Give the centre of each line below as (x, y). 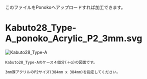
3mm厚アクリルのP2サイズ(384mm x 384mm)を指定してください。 (63, 72)
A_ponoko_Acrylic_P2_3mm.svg (74, 38)
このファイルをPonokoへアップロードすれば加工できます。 (65, 7)
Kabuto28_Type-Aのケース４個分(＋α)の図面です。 (51, 62)
